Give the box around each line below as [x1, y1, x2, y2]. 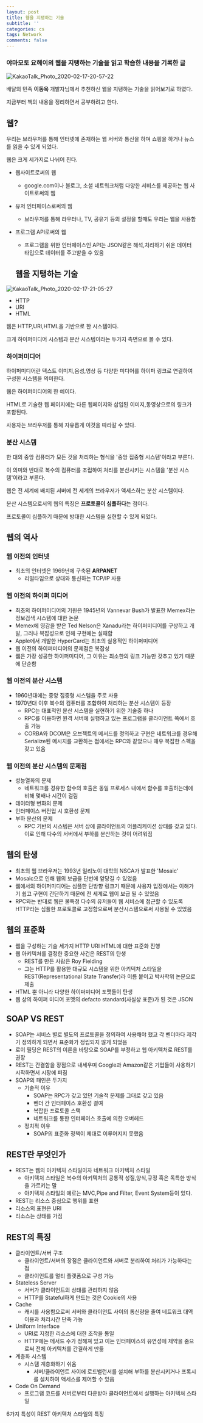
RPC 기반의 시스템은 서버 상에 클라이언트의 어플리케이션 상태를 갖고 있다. [24, 823, 198, 830]
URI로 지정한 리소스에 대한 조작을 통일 [24, 1330, 114, 1337]
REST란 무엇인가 [6, 1149, 66, 1159]
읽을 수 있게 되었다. [12, 143, 58, 150]
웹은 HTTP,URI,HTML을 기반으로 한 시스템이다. [6, 322, 119, 330]
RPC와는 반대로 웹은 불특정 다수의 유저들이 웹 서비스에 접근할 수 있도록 [15, 898, 184, 905]
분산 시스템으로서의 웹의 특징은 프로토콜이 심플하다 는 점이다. [6, 500, 149, 507]
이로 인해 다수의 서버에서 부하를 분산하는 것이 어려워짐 [24, 830, 153, 838]
